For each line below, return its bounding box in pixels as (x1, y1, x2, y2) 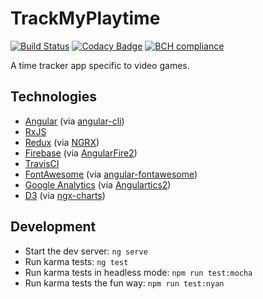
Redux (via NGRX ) (24, 136, 100, 148)
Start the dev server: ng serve (24, 245, 148, 257)
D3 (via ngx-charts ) (24, 189, 106, 201)
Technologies (10, 88, 98, 106)
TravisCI (24, 157, 60, 169)
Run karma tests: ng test (24, 255, 129, 267)
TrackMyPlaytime (10, 7, 161, 30)
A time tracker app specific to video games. (10, 59, 190, 71)
